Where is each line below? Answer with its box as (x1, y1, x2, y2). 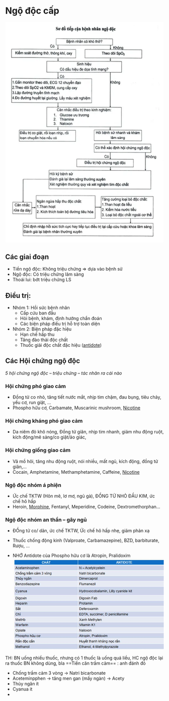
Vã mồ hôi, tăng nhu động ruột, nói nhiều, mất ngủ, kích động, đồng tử (12, 458, 158, 464)
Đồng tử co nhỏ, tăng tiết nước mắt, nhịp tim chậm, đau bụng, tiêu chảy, (12, 394, 161, 400)
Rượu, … (12, 543, 30, 549)
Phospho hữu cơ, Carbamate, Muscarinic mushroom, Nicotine (12, 405, 141, 411)
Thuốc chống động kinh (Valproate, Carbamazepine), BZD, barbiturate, (12, 537, 159, 544)
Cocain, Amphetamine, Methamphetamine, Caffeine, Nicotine (12, 469, 140, 475)
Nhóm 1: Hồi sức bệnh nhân (12, 304, 70, 310)
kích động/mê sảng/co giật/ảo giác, (12, 434, 87, 440)
